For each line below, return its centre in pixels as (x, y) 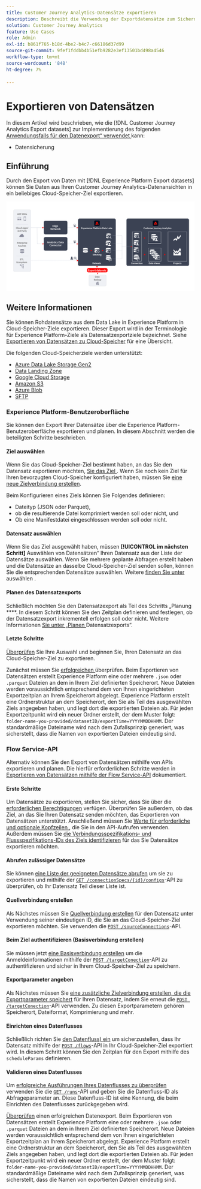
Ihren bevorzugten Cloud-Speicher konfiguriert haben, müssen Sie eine (94, 477)
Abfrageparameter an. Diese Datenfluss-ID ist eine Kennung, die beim (92, 1098)
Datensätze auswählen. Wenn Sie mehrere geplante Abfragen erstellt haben (100, 559)
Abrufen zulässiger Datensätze (46, 860)
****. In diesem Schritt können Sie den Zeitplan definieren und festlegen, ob (100, 612)
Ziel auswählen (25, 451)
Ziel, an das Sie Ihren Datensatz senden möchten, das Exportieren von (93, 815)
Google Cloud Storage (42, 377)
